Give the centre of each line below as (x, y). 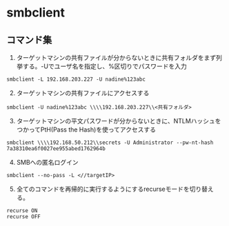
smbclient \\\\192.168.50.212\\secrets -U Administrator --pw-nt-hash (110, 143)
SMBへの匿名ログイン (47, 162)
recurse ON (22, 211)
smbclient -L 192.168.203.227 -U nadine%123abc (76, 79)
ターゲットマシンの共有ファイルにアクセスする (83, 93)
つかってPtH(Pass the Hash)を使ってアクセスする (86, 130)
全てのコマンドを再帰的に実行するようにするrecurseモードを (103, 189)
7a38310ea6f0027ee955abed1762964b (56, 149)
